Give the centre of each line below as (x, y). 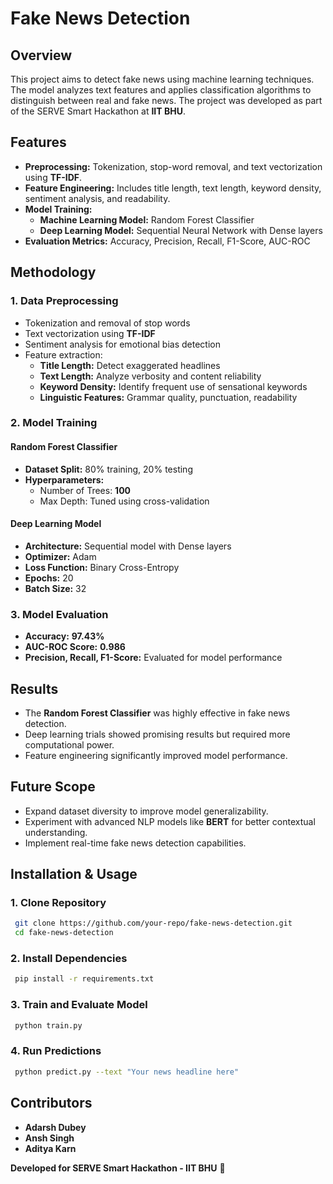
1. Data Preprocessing (64, 301)
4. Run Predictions (56, 1051)
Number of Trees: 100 (85, 490)
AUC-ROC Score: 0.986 (75, 647)
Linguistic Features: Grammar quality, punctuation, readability (168, 397)
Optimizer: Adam (60, 556)
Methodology (53, 272)
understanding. (56, 832)
